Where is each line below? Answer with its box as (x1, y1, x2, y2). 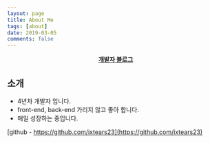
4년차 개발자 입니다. (17, 97, 71, 105)
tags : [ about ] (7, 23, 48, 30)
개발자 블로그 (98, 56, 134, 64)
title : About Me (7, 16, 54, 23)
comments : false (7, 36, 54, 43)
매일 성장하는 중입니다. (17, 114, 78, 122)
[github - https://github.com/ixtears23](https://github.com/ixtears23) (7, 128, 203, 136)
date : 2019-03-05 (7, 29, 57, 36)
